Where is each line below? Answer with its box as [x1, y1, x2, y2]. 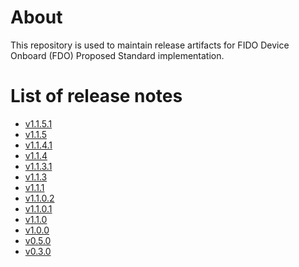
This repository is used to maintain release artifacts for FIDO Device [10, 39, 290, 51]
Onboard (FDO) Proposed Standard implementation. [10, 49, 225, 61]
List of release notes [10, 85, 183, 108]
